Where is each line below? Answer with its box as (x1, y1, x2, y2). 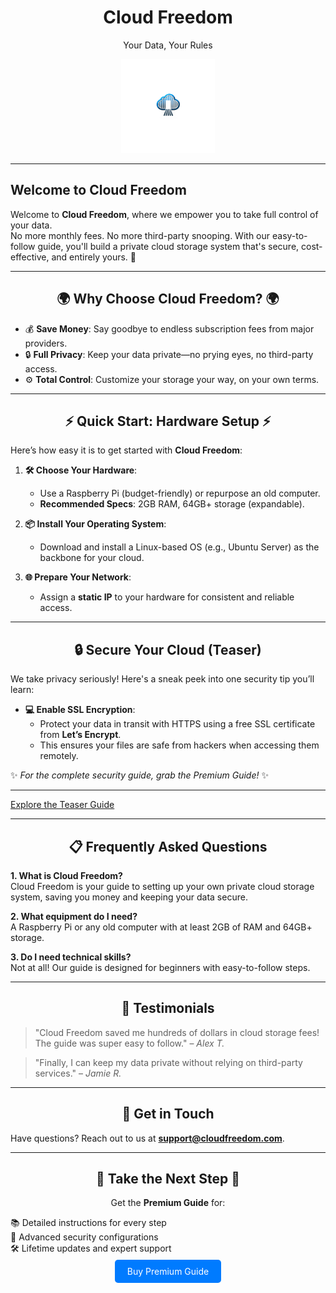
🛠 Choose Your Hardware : (24, 464, 138, 476)
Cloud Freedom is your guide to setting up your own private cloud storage (10, 881, 315, 892)
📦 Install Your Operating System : (24, 518, 167, 530)
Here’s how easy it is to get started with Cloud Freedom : (10, 444, 243, 456)
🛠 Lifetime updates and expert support (10, 1242, 172, 1255)
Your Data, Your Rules (123, 39, 213, 51)
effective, (10, 251, 50, 263)
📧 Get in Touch (121, 1106, 215, 1123)
